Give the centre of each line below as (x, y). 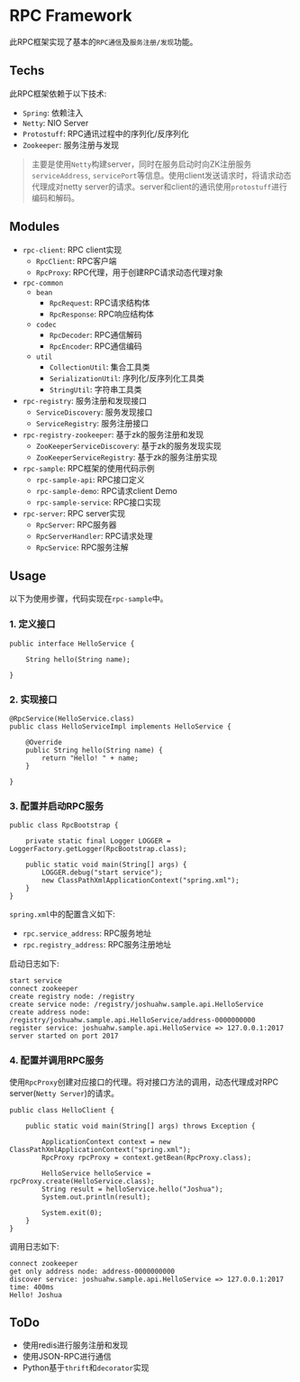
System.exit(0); (72, 1213)
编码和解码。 (55, 197)
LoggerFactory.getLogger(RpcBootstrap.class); (98, 849)
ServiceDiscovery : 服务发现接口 (94, 412)
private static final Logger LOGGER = (98, 841)
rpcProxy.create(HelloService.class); (82, 1181)
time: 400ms (32, 1287)
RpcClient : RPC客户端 (76, 261)
